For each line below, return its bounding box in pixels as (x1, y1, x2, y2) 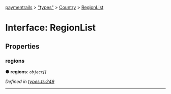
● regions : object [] (5, 68, 47, 75)
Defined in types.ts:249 (5, 78, 54, 84)
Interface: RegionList (5, 22, 96, 33)
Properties (5, 42, 40, 51)
